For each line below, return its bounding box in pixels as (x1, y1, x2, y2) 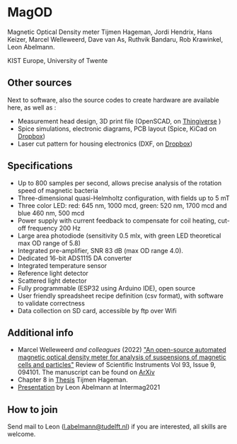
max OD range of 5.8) (17, 238, 81, 247)
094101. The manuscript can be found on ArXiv (17, 368, 156, 377)
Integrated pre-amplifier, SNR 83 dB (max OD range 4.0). (17, 246, 184, 255)
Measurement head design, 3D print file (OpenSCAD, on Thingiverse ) (17, 117, 221, 125)
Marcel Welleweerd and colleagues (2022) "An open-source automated (17, 346, 226, 354)
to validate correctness (17, 298, 85, 308)
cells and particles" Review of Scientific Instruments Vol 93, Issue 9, (17, 361, 216, 369)
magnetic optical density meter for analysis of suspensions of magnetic (17, 353, 226, 361)
